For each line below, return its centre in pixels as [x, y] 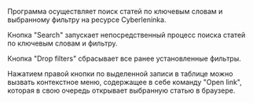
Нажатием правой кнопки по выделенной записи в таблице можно [120, 74]
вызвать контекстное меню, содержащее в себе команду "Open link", [125, 82]
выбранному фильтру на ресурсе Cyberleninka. [87, 20]
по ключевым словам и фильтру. [63, 43]
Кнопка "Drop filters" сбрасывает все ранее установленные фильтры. [124, 59]
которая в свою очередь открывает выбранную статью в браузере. [121, 90]
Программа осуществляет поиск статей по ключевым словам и [115, 11]
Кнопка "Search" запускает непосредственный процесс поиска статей [126, 35]
